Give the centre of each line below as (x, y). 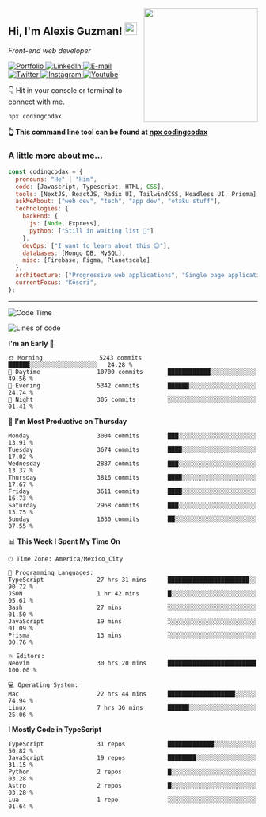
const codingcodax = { (46, 171)
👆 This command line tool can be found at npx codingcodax (108, 132)
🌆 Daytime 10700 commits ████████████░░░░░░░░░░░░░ (133, 372)
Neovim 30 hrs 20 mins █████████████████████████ (133, 663)
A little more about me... (55, 156)
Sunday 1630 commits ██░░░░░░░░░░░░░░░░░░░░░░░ (133, 519)
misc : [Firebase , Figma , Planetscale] (86, 260)
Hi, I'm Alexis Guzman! (65, 31)
